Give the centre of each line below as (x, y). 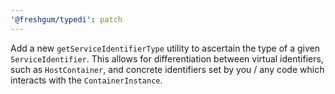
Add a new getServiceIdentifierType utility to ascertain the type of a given (165, 48)
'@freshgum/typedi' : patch (66, 19)
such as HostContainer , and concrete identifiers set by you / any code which (167, 69)
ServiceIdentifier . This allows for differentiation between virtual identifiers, (167, 58)
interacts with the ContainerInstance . (86, 80)
